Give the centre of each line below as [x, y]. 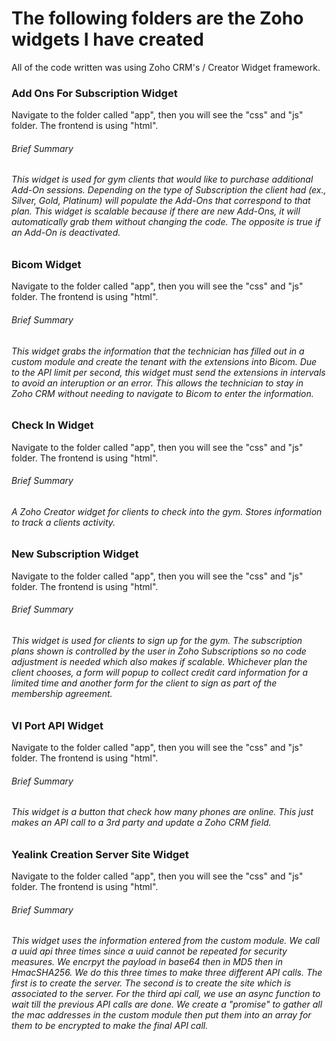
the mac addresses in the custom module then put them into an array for [161, 1015]
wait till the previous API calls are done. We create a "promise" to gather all [167, 1004]
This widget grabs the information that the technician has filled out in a [158, 351]
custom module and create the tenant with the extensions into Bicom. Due [164, 361]
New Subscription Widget [75, 554]
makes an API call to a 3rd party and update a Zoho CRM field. [141, 823]
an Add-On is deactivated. [66, 233]
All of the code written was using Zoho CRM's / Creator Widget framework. [166, 67]
